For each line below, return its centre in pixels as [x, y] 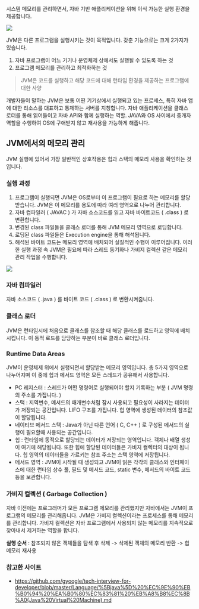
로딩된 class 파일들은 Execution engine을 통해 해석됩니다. [83, 235]
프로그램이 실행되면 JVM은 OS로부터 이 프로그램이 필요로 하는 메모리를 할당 [102, 197]
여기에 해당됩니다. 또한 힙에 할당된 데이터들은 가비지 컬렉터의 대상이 [99, 447]
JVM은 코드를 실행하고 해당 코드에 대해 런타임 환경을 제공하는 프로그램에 [105, 80]
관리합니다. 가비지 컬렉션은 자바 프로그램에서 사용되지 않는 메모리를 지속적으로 [103, 523]
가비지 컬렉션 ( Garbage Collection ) [57, 494]
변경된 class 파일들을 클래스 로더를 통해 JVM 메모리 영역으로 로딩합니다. [99, 227]
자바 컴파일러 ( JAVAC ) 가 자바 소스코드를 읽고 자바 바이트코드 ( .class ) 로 [102, 212]
